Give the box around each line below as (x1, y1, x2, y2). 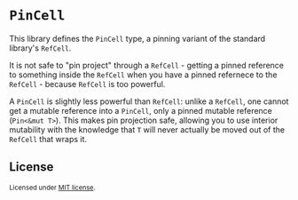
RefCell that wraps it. (9, 133, 87, 144)
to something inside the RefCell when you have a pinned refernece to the (9, 69, 278, 80)
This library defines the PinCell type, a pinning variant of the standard (9, 33, 266, 44)
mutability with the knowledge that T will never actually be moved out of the (9, 124, 286, 135)
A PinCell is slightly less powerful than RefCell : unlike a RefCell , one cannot (9, 96, 289, 107)
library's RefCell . (9, 43, 72, 53)
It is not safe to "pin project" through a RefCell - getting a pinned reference (9, 60, 285, 70)
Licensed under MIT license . (9, 183, 96, 192)
